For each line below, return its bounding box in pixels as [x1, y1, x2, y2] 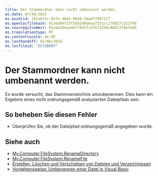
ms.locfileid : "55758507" [5, 44, 58, 48]
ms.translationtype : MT [5, 30, 54, 35]
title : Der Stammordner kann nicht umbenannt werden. [5, 7, 117, 12]
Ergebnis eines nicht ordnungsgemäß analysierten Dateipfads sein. [5, 96, 140, 102]
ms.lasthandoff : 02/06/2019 [5, 39, 63, 44]
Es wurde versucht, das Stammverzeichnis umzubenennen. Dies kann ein [5, 91, 153, 97]
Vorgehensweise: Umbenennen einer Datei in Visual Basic [12, 166, 129, 172]
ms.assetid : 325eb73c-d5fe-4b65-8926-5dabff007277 [5, 16, 111, 21]
